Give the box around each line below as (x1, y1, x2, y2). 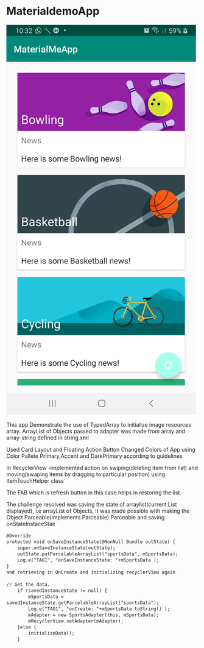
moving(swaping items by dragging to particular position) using (6, 471, 166, 478)
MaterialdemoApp (6, 4, 100, 18)
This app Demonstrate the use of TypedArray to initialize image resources (6, 421, 192, 428)
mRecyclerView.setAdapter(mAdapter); (28, 618, 124, 624)
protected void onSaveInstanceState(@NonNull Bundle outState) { (6, 538, 175, 545)
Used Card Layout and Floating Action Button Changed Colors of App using (6, 446, 196, 453)
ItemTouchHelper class (6, 477, 64, 484)
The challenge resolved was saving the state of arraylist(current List (6, 500, 177, 508)
